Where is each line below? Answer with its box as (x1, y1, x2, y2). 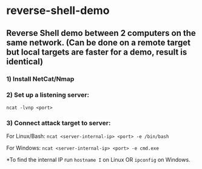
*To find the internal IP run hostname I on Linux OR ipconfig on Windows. (6, 156, 190, 164)
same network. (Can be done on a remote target (6, 37, 191, 47)
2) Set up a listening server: (6, 91, 90, 99)
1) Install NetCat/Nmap (6, 74, 75, 83)
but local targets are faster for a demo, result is (6, 47, 187, 57)
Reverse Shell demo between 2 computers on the (6, 28, 196, 38)
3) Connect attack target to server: (6, 119, 111, 127)
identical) (6, 56, 44, 67)
